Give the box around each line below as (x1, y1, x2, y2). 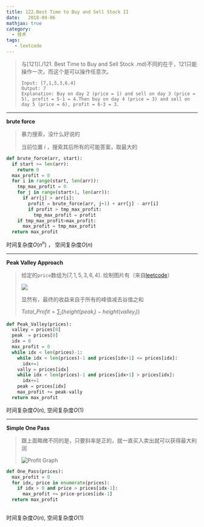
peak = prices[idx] (17, 383, 67, 389)
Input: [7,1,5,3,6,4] (21, 80, 76, 86)
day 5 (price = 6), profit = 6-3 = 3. (21, 101, 120, 107)
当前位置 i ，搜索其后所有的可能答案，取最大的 (21, 143, 138, 150)
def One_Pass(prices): (6, 468, 64, 475)
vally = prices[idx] (17, 366, 69, 372)
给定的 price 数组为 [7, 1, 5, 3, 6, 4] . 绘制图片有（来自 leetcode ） (21, 271, 173, 279)
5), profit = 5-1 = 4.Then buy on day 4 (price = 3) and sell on (21, 96, 190, 102)
